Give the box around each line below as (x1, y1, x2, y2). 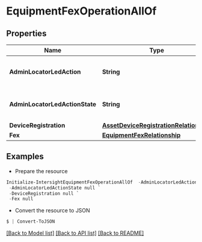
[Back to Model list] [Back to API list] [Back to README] (6, 229, 144, 237)
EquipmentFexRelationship (102, 131, 181, 139)
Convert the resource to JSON (14, 207, 90, 214)
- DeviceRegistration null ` (8, 190, 79, 197)
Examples (6, 151, 44, 162)
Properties (6, 28, 47, 39)
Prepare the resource (14, 167, 68, 174)
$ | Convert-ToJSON (6, 218, 55, 224)
